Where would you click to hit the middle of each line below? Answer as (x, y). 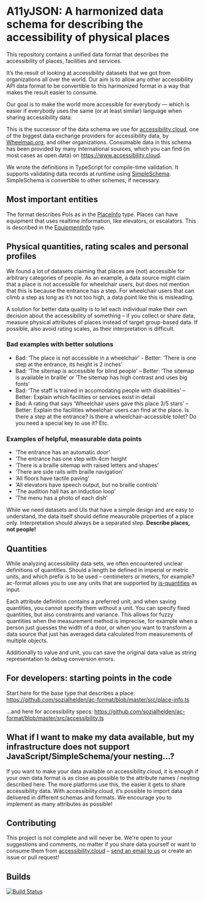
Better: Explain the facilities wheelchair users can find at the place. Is (102, 410)
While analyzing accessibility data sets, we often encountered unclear (95, 563)
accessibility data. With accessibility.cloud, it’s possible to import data (94, 791)
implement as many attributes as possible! (60, 804)
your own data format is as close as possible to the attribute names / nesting (103, 778)
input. (14, 589)
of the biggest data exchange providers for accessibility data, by (88, 136)
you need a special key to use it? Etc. (62, 423)
